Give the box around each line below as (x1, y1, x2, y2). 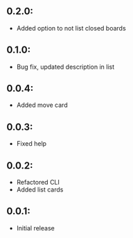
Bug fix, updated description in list (16, 62, 115, 71)
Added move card (16, 101, 68, 110)
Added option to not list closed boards (16, 24, 126, 32)
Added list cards (16, 185, 64, 194)
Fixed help (16, 139, 46, 148)
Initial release (16, 223, 55, 232)
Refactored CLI (16, 178, 60, 187)
